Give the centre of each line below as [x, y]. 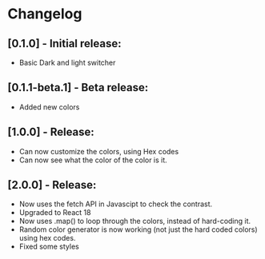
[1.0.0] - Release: [51, 132]
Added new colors [49, 107]
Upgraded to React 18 [55, 213]
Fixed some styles [49, 247]
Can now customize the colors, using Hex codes [99, 151]
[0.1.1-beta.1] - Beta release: [78, 88]
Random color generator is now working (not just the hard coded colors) [138, 229]
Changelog [45, 14]
